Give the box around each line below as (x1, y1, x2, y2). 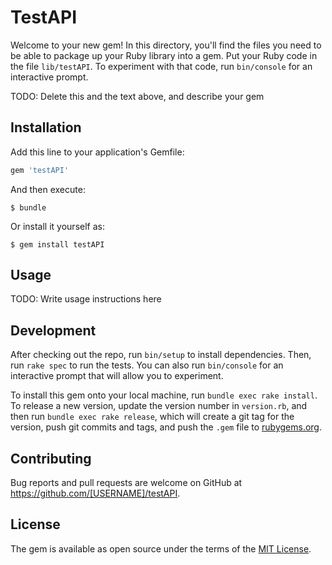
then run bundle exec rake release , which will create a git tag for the (10, 411, 295, 423)
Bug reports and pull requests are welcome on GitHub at (10, 477, 243, 489)
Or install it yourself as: (10, 220, 105, 232)
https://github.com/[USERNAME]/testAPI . (10, 487, 181, 500)
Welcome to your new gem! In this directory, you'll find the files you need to (10, 39, 322, 51)
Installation (10, 119, 82, 136)
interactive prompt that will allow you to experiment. (10, 370, 224, 382)
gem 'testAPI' (10, 165, 70, 175)
